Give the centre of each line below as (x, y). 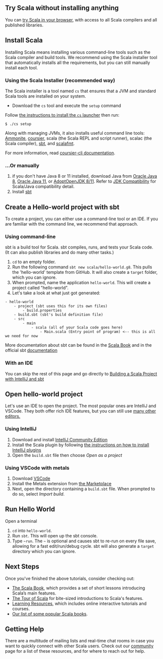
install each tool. (21, 67)
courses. (21, 608)
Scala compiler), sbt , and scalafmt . (40, 143)
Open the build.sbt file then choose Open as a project (67, 455)
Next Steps (22, 566)
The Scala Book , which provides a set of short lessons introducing (78, 588)
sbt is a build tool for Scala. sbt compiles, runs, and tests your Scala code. (79, 247)
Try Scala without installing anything (62, 8)
